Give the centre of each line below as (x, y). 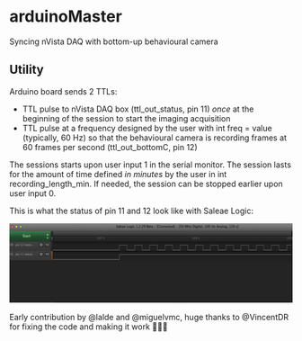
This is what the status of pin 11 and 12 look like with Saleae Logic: (132, 211)
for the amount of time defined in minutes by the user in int (118, 174)
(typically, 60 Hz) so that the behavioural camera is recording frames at (155, 138)
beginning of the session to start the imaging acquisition (126, 118)
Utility (27, 70)
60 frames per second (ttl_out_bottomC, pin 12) (110, 147)
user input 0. (33, 193)
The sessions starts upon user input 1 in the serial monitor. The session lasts (151, 165)
